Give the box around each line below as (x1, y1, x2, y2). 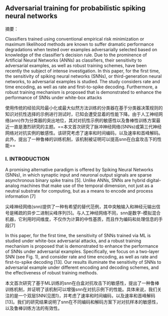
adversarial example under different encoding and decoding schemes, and (5, 264, 159, 270)
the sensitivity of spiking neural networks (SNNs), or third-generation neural (5, 73, 162, 79)
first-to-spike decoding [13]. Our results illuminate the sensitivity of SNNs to (5, 259, 161, 265)
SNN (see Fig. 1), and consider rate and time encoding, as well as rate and (5, 254, 157, 260)
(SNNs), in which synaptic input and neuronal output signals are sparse (5, 172, 152, 178)
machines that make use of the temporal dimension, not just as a (20, 183, 153, 189)
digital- (146, 178, 161, 184)
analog (5, 183, 19, 189)
